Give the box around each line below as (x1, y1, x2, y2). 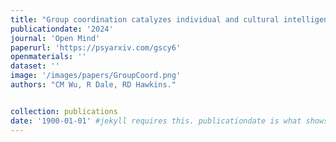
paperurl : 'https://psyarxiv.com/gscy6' (10, 42, 182, 53)
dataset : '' (10, 61, 60, 71)
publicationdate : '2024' (10, 24, 114, 34)
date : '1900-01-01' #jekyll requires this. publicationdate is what (10, 116, 302, 126)
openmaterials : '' (10, 52, 87, 62)
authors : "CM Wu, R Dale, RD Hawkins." (10, 80, 177, 90)
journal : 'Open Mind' (10, 33, 101, 43)
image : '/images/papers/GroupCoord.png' (10, 71, 182, 81)
